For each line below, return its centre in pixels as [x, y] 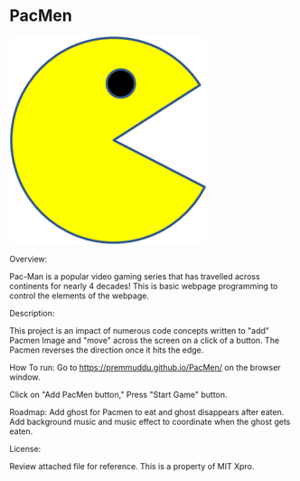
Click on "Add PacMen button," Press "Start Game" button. [118, 394]
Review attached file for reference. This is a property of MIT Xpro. [132, 466]
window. [25, 377]
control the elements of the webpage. [79, 296]
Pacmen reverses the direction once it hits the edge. [107, 350]
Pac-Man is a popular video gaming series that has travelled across [135, 276]
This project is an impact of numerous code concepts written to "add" [139, 330]
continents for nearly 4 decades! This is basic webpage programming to [144, 286]
